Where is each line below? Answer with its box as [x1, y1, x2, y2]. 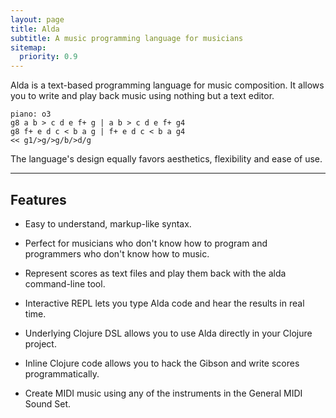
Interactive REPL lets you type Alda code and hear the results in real [24, 297, 305, 309]
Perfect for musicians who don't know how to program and [24, 237, 268, 249]
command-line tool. [24, 277, 106, 290]
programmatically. [24, 367, 100, 380]
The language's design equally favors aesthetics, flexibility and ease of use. [10, 153, 323, 165]
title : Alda [10, 24, 60, 34]
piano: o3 [10, 109, 52, 120]
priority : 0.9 [19, 52, 78, 62]
